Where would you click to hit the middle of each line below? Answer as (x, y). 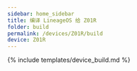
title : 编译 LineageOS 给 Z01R (52, 20)
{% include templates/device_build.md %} (69, 60)
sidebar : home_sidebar (41, 14)
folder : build (28, 27)
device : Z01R (27, 40)
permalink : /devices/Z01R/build (55, 33)
